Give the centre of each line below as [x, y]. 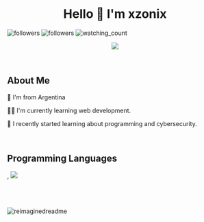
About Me [28, 81]
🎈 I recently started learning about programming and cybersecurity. [102, 123]
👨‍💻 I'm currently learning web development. [69, 110]
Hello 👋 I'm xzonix [115, 14]
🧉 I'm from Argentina [36, 97]
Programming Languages [62, 159]
